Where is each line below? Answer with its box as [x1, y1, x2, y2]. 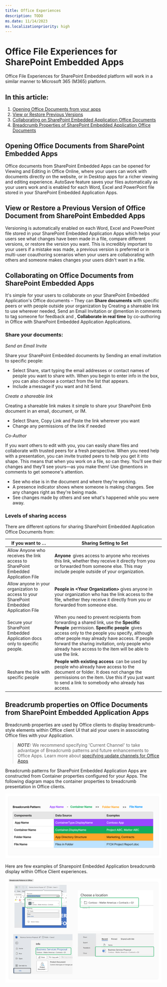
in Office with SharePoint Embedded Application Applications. [5, 319, 132, 325]
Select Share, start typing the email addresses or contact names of [12, 367, 150, 373]
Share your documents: [5, 331, 64, 338]
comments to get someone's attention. [5, 469, 84, 475]
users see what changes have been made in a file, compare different [5, 235, 146, 242]
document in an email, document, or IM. [5, 408, 87, 414]
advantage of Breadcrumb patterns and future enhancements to [17, 747, 149, 753]
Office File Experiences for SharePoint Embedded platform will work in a [5, 73, 153, 79]
